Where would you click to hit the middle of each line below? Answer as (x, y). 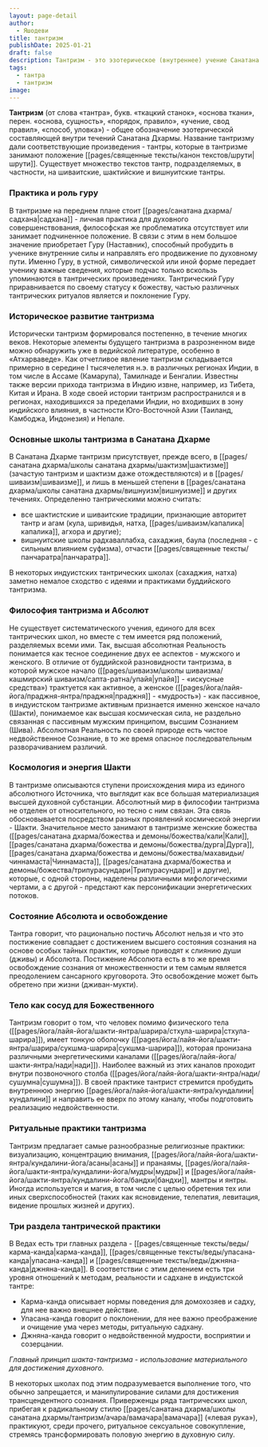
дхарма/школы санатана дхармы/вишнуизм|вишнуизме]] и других (123, 491)
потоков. (24, 895)
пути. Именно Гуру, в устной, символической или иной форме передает (132, 262)
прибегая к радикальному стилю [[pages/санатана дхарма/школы (122, 1409)
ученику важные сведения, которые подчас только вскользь (113, 270)
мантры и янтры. (219, 1180)
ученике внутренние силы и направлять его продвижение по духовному (133, 253)
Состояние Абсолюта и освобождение (89, 916)
